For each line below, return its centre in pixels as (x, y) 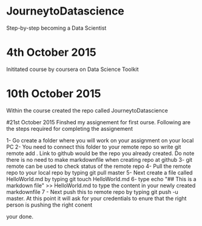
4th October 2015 (51, 52)
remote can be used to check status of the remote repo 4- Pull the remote (99, 166)
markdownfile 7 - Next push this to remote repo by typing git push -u (93, 191)
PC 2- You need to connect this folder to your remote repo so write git (94, 147)
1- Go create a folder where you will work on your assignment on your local (100, 140)
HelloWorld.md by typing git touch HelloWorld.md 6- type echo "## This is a (101, 179)
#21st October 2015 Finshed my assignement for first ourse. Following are (99, 122)
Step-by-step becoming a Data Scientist (56, 28)
